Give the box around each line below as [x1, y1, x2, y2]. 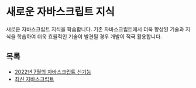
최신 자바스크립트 [14, 75, 54, 82]
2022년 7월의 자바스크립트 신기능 [14, 68, 92, 75]
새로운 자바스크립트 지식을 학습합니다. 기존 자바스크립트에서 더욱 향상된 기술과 [6, 26, 184, 33]
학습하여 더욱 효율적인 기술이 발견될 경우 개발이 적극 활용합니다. [16, 33, 162, 40]
